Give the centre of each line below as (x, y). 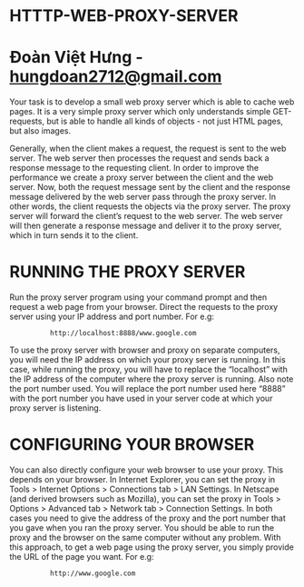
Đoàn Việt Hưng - (76, 58)
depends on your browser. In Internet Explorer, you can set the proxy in (142, 479)
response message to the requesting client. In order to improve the (134, 168)
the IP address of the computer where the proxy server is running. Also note (152, 379)
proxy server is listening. (55, 408)
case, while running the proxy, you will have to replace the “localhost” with (148, 370)
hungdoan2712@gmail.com (116, 77)
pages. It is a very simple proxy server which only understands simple (140, 112)
